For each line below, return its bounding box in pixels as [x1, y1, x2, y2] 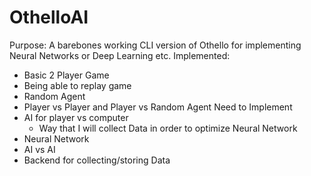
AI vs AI [23, 143, 56, 155]
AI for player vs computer [23, 111, 129, 123]
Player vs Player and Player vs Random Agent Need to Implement [23, 101, 293, 113]
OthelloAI [9, 6, 89, 29]
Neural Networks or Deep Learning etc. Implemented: [9, 49, 231, 61]
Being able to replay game [23, 79, 132, 91]
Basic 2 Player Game [23, 69, 110, 81]
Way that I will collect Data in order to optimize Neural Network [38, 122, 298, 134]
